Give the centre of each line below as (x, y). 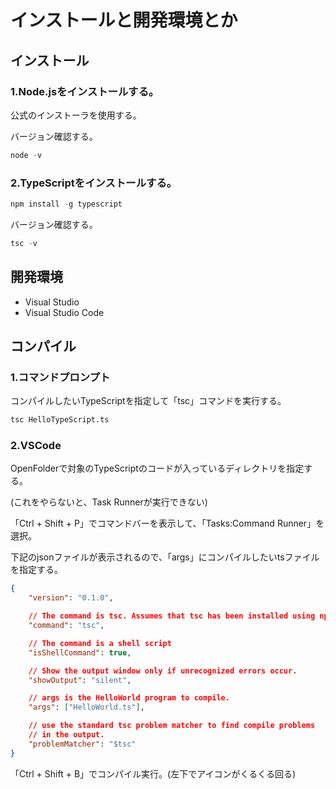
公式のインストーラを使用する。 (76, 115)
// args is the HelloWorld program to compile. (129, 698)
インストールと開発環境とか (124, 20)
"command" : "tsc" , (66, 626)
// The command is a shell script (100, 643)
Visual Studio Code (64, 312)
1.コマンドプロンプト (60, 377)
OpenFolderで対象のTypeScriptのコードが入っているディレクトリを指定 (157, 468)
